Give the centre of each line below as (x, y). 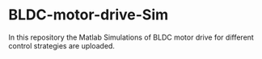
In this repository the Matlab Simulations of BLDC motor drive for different (131, 37)
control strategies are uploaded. (62, 45)
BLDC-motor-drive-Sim (89, 15)
